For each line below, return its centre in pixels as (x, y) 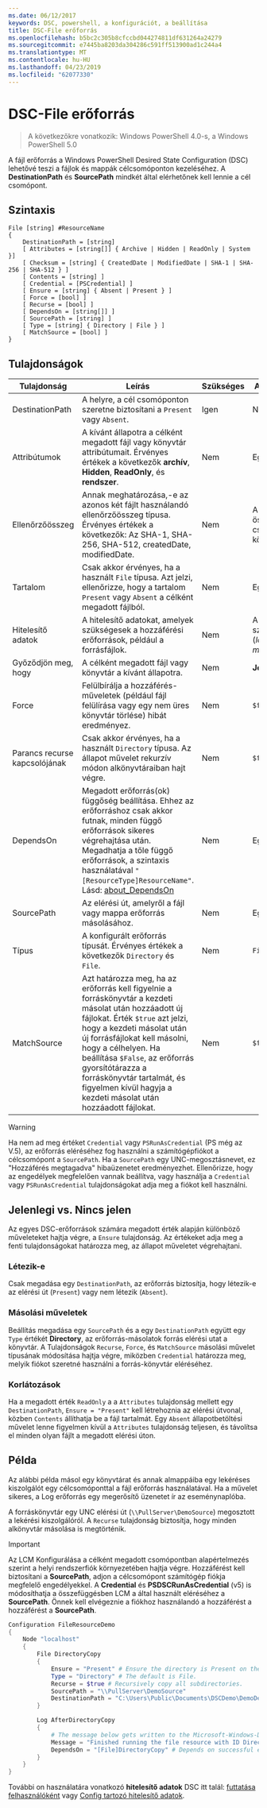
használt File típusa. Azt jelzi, (137, 578)
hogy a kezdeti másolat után (134, 1028)
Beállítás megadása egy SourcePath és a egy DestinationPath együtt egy (127, 1330)
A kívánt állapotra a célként (132, 432)
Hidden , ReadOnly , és (124, 472)
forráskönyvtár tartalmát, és (134, 1078)
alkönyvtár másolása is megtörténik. (68, 1528)
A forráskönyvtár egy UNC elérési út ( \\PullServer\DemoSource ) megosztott (132, 1512)
